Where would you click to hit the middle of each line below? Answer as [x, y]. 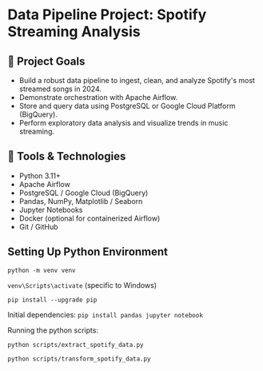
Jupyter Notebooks [51, 209]
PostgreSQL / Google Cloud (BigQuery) [84, 193]
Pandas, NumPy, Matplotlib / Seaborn [81, 201]
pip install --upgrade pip [52, 300]
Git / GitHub [38, 226]
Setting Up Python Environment [88, 252]
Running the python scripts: [53, 330]
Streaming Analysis [74, 32]
